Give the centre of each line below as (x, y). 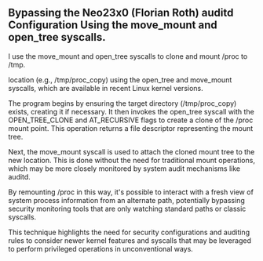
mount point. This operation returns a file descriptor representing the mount (131, 128)
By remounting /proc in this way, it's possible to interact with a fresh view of (131, 192)
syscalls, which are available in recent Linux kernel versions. (106, 88)
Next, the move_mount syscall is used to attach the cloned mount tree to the (131, 151)
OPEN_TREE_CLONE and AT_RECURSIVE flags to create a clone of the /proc (131, 120)
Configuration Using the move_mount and (113, 25)
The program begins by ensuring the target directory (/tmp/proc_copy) (122, 103)
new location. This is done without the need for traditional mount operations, (131, 160)
